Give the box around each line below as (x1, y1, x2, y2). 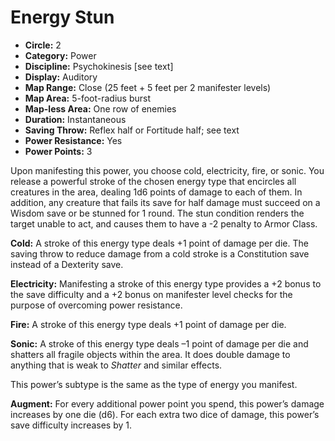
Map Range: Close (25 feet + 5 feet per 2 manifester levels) (24, 81, 272, 93)
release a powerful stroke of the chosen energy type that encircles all (10, 175, 297, 187)
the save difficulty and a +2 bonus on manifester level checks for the (10, 288, 293, 300)
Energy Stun (10, 6, 115, 29)
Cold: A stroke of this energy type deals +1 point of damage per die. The (10, 237, 309, 249)
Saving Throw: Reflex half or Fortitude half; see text (24, 124, 240, 136)
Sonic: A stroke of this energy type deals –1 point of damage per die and (10, 337, 309, 350)
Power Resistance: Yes (24, 134, 123, 146)
